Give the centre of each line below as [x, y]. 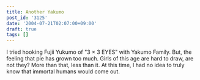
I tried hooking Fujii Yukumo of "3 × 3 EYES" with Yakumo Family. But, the [99, 52]
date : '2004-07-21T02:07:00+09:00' [52, 23]
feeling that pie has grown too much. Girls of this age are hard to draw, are [100, 59]
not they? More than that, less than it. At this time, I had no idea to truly [95, 65]
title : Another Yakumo [35, 12]
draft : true [21, 29]
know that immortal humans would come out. [63, 71]
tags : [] [17, 35]
